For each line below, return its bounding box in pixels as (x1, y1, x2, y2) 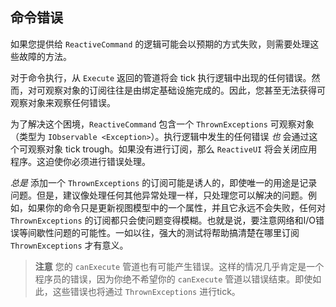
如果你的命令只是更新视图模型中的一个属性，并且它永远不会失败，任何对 (27, 201, 326, 213)
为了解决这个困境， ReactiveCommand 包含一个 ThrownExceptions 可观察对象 (10, 118, 315, 130)
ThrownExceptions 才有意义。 (10, 239, 129, 251)
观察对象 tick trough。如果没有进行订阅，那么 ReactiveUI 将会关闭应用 (27, 143, 318, 155)
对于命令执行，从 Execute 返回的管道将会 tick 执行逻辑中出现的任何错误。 (10, 71, 312, 83)
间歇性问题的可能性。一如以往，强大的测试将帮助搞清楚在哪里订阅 (27, 226, 300, 238)
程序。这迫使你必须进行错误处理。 (10, 155, 151, 167)
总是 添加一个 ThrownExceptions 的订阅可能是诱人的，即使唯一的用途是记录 (10, 176, 318, 188)
